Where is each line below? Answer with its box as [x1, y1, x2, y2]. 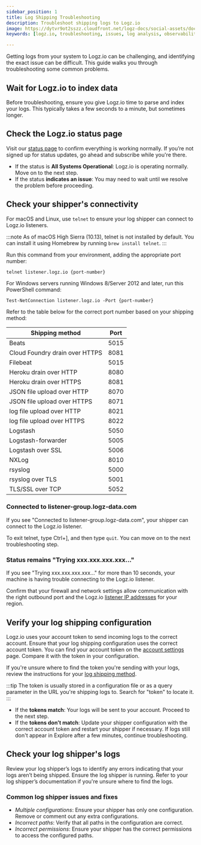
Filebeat [9, 358, 32, 366]
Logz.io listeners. [6, 221, 49, 228]
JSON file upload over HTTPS [9, 397, 93, 405]
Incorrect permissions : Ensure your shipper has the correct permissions [14, 825, 193, 833]
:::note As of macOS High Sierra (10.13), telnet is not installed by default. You [6, 233, 194, 240]
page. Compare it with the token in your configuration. [6, 652, 139, 659]
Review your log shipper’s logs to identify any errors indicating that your [6, 765, 184, 772]
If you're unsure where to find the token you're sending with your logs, [6, 663, 180, 671]
